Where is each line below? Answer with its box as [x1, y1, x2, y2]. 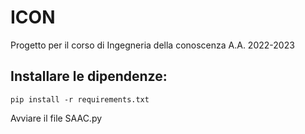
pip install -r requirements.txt [10, 94, 150, 105]
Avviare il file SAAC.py [10, 112, 103, 124]
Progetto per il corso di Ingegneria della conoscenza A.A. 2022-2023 [10, 39, 295, 51]
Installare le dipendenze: [10, 68, 168, 85]
